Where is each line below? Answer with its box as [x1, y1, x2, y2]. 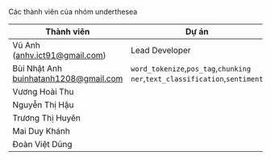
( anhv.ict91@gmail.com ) [12, 50, 106, 61]
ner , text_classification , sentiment [130, 73, 264, 84]
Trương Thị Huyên [12, 112, 81, 124]
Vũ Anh [12, 40, 40, 51]
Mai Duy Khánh [12, 125, 71, 137]
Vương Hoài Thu [12, 86, 74, 97]
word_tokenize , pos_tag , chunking [130, 63, 252, 74]
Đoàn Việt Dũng [12, 139, 73, 149]
